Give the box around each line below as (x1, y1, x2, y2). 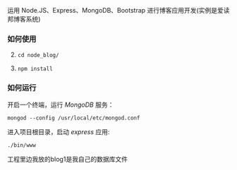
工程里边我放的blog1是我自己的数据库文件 (7, 155, 128, 163)
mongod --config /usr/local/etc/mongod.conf (7, 115, 140, 122)
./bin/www (7, 141, 37, 149)
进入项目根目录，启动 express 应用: (7, 127, 110, 136)
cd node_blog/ (17, 52, 59, 59)
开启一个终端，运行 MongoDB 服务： (7, 100, 114, 109)
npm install (17, 65, 53, 72)
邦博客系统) (7, 15, 41, 23)
